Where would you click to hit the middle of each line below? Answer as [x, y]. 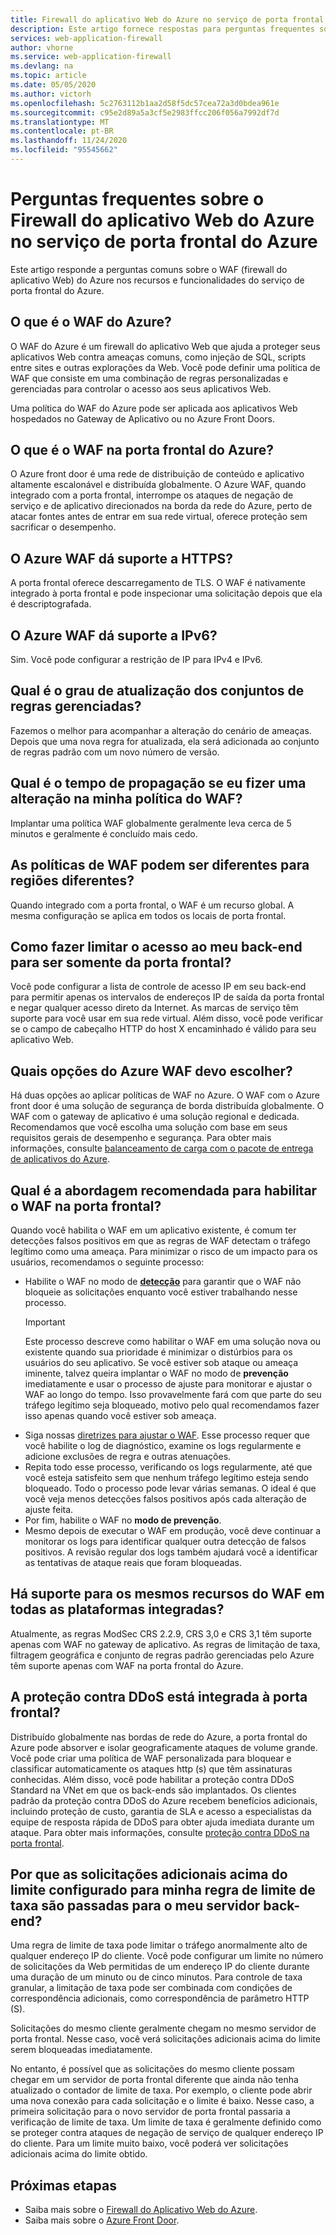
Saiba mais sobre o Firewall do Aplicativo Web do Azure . [141, 2210]
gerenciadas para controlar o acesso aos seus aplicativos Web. [141, 388]
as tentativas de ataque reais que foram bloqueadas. [133, 1562]
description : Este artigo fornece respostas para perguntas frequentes [162, 29]
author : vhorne [42, 47]
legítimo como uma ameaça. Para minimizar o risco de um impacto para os [164, 1251]
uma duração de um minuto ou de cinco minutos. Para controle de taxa [156, 1977]
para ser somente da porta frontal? [121, 962]
